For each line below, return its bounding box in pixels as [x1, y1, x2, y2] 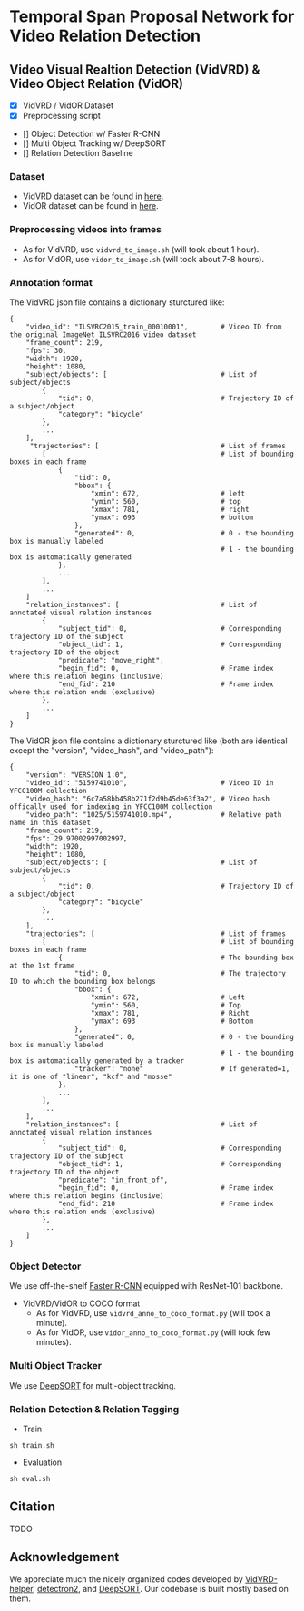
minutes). [35, 1337, 72, 1348]
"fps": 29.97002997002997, [25, 834, 128, 843]
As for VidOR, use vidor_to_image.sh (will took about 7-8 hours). [22, 253, 265, 264]
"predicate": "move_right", [57, 656, 165, 665]
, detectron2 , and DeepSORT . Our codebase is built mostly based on [32, 1583, 289, 1594]
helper [9, 1583, 34, 1594]
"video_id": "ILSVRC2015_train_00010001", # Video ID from [25, 322, 282, 332]
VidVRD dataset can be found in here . [22, 191, 164, 201]
